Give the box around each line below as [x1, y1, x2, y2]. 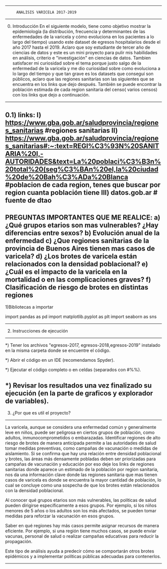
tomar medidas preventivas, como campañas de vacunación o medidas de [5, 445, 158, 451]
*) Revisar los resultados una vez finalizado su [5, 381, 152, 390]
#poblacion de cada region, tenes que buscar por [5, 181, 161, 189]
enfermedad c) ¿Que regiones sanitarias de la [5, 237, 149, 245]
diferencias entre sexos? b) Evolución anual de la [5, 229, 160, 237]
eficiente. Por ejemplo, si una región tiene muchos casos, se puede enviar [5, 528, 157, 534]
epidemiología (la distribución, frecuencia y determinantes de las [12, 28, 146, 34]
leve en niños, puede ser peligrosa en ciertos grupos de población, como [5, 429, 155, 435]
